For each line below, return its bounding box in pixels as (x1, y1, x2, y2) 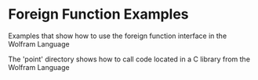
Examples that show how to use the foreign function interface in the (8, 31, 227, 40)
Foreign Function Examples (8, 5, 190, 23)
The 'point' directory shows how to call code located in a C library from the (8, 54, 251, 64)
